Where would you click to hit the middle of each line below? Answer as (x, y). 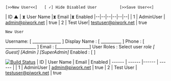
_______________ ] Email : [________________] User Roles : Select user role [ (80, 47)
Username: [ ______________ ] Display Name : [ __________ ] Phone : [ (75, 41)
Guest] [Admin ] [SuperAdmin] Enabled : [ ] (51, 52)
